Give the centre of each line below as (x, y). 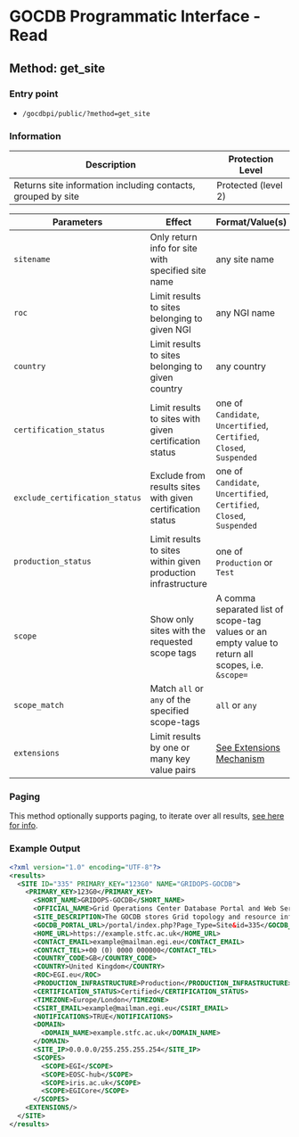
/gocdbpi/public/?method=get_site (86, 113)
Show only (172, 620)
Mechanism (240, 759)
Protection (251, 160)
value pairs (173, 770)
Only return (174, 237)
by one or (170, 748)
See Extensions (248, 748)
